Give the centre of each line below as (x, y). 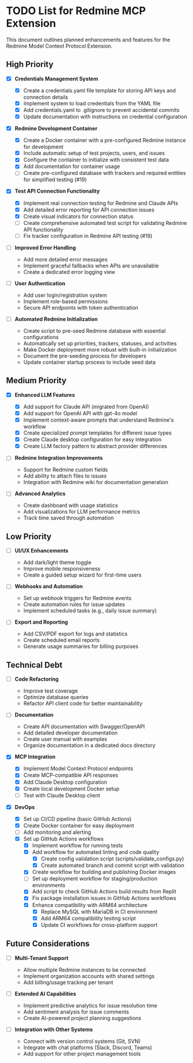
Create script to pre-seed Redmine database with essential (94, 331)
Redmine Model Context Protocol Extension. (59, 46)
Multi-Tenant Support (41, 958)
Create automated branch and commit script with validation (113, 865)
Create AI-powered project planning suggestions (82, 1018)
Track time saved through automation (69, 518)
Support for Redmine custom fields (66, 470)
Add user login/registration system (65, 295)
